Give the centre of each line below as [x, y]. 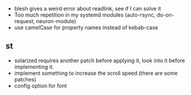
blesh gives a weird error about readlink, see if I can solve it [88, 9]
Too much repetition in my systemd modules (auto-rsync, [85, 15]
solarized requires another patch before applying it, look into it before [100, 60]
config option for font [40, 85]
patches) [25, 79]
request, [24, 21]
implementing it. [34, 66]
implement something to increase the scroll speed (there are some [96, 73]
